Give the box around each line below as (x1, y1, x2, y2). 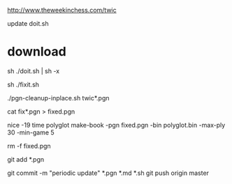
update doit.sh (7, 20, 49, 27)
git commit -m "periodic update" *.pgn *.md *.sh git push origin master (7, 169, 210, 177)
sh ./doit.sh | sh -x (7, 66, 60, 75)
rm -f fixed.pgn (7, 141, 51, 150)
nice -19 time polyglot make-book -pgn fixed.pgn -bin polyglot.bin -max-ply (7, 121, 226, 129)
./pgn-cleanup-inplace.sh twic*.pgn (7, 93, 110, 102)
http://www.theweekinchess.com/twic (7, 6, 117, 14)
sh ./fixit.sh (7, 80, 40, 89)
